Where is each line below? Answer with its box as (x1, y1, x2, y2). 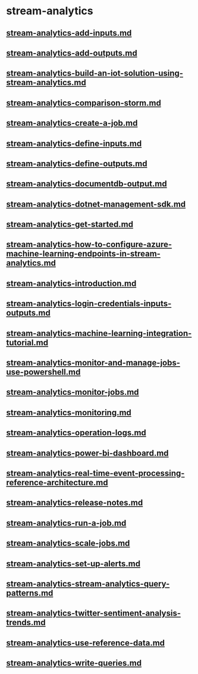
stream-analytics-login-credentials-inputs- (6, 299, 172, 309)
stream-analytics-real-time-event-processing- (6, 469, 185, 478)
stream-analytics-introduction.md (6, 278, 137, 288)
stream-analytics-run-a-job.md (6, 518, 127, 528)
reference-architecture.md (6, 478, 108, 488)
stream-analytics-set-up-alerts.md (6, 558, 141, 569)
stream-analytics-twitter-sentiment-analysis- (6, 609, 181, 619)
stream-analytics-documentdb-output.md (6, 179, 168, 189)
